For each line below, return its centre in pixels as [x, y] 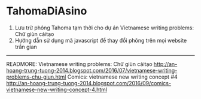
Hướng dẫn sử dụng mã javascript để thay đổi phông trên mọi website [101, 40]
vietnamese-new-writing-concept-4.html [57, 89]
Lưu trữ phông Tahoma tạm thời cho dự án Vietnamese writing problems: [104, 28]
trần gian [26, 47]
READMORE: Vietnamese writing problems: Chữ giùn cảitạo [79, 64]
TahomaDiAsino [47, 11]
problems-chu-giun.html [36, 77]
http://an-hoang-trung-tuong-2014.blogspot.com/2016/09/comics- [89, 83]
